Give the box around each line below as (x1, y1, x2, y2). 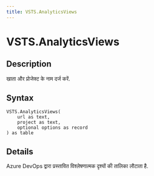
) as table (6, 130, 34, 136)
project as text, (17, 119, 61, 126)
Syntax (6, 93, 34, 103)
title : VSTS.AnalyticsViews (6, 8, 78, 15)
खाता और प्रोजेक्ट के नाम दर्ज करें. (6, 75, 71, 82)
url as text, (17, 114, 50, 120)
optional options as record (17, 125, 88, 131)
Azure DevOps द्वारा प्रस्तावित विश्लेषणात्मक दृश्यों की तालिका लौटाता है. (6, 163, 149, 170)
